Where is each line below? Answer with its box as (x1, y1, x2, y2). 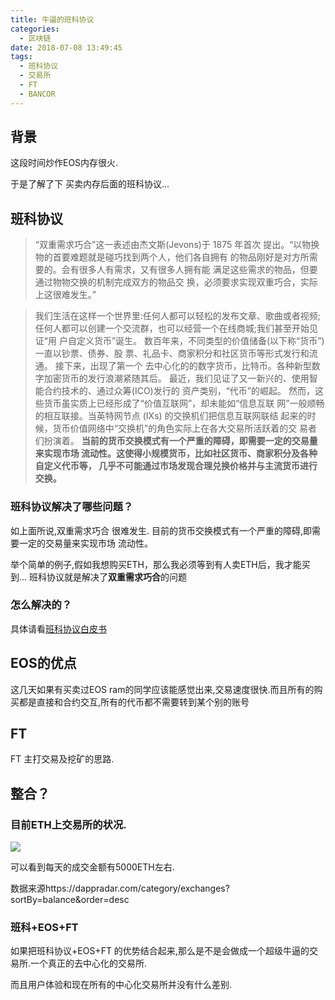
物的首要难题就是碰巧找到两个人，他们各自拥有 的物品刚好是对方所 (34, 251, 310, 263)
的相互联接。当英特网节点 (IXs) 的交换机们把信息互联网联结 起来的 (34, 410, 308, 422)
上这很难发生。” (34, 289, 97, 301)
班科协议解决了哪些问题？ (10, 500, 134, 514)
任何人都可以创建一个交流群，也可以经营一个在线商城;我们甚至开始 (34, 322, 310, 335)
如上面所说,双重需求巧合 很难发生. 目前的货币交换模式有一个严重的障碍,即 (10, 524, 312, 536)
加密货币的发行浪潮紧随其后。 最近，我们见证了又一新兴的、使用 (43, 372, 310, 385)
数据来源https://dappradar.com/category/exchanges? (10, 882, 230, 895)
